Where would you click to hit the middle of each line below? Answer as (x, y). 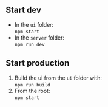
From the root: (32, 91)
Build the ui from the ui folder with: (58, 78)
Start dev (24, 10)
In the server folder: (39, 37)
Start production (38, 63)
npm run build (32, 85)
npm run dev (29, 44)
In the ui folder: (34, 24)
